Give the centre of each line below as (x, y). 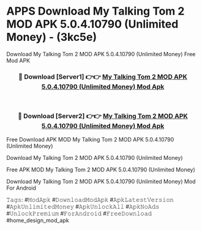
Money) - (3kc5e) (52, 37)
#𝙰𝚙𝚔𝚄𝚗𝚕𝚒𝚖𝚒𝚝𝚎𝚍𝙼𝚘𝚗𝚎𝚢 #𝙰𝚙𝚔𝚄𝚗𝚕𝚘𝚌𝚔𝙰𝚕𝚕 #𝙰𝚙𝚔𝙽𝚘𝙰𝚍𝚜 (83, 206)
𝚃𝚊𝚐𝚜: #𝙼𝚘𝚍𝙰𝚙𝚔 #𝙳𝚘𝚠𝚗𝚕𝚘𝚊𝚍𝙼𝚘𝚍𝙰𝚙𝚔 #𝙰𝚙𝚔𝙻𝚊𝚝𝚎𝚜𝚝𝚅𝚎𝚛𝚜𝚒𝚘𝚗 (90, 199)
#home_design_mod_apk (38, 220)
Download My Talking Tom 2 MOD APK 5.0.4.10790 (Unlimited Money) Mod (101, 181)
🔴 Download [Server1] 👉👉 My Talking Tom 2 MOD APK (103, 76)
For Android (21, 188)
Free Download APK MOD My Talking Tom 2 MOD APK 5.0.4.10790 (90, 139)
